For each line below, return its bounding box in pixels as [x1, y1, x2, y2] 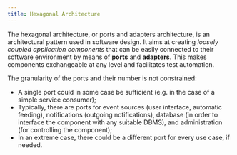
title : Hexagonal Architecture [7, 10, 101, 18]
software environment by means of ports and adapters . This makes [7, 53, 207, 61]
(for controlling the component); [17, 125, 113, 134]
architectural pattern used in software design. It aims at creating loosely [7, 37, 219, 46]
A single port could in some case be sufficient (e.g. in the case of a [17, 87, 216, 96]
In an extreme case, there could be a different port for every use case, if [17, 133, 231, 141]
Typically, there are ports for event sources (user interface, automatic [17, 102, 223, 111]
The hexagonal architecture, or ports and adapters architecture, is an [7, 30, 211, 38]
